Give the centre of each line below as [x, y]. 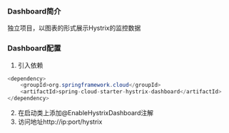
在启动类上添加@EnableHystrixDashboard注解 [85, 113]
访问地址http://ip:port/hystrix [60, 122]
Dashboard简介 [34, 11]
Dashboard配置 [34, 48]
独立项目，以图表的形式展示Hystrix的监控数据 [74, 28]
